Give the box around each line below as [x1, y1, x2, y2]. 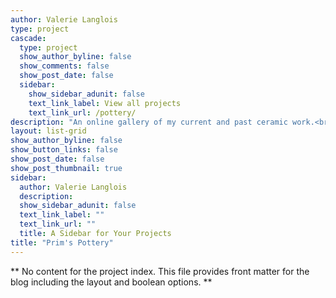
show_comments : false [19, 61, 110, 71]
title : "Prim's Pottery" [10, 237, 114, 248]
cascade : [10, 33, 47, 43]
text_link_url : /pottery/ [28, 107, 137, 118]
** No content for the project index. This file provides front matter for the [10, 265, 310, 277]
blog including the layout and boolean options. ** [10, 276, 213, 288]
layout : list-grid [10, 126, 87, 136]
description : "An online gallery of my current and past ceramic [10, 117, 288, 127]
